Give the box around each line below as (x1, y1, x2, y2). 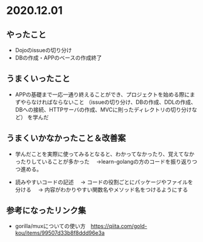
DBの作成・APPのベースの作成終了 (15, 54, 102, 61)
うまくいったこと (6, 73, 70, 84)
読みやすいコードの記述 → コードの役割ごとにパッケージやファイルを (15, 178, 193, 186)
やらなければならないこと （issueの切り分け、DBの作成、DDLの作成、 (20, 98, 197, 106)
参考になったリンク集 (6, 206, 86, 216)
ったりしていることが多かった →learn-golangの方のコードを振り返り (15, 158, 192, 165)
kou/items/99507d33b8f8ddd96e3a (15, 229, 105, 237)
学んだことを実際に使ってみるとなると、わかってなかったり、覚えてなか (15, 150, 195, 158)
